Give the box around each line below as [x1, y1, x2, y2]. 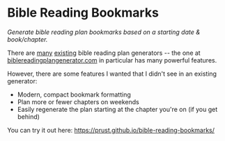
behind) [17, 113, 40, 121]
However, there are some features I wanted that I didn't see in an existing [7, 69, 217, 78]
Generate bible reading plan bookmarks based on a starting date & [7, 28, 201, 36]
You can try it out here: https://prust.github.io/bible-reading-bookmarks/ [7, 126, 215, 134]
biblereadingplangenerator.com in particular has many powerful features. [7, 56, 217, 64]
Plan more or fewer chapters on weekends [17, 97, 139, 106]
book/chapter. [7, 35, 48, 43]
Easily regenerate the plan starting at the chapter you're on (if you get [17, 105, 218, 113]
